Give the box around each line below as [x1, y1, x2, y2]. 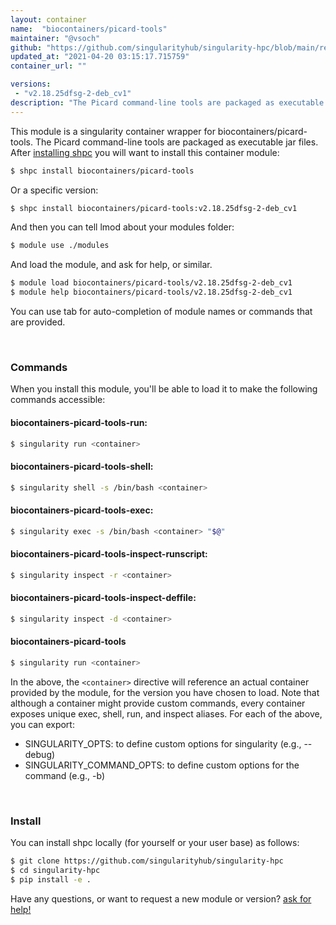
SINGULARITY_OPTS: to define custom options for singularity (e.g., [24, 737, 302, 750]
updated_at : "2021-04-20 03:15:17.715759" [10, 52, 190, 62]
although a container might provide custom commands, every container [10, 697, 306, 709]
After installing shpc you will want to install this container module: [10, 146, 280, 158]
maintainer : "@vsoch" [10, 33, 101, 43]
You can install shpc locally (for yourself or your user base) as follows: [10, 837, 300, 849]
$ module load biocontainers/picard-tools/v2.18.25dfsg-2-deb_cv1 [10, 278, 293, 288]
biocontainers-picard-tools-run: [10, 416, 148, 428]
